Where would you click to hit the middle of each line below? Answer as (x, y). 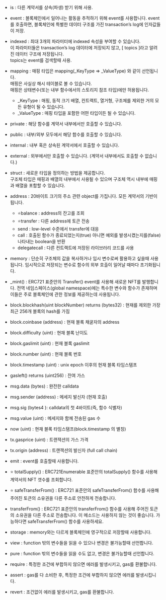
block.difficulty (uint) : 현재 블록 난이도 (49, 333)
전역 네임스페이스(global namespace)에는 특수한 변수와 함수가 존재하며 (87, 288)
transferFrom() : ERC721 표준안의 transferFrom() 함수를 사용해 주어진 (79, 509)
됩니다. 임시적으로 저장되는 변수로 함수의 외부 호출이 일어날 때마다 (74, 265)
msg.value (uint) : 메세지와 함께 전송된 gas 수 (55, 418)
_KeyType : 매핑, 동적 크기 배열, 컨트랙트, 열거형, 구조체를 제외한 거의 (86, 100)
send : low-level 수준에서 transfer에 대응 (58, 229)
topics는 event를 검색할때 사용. (41, 60)
